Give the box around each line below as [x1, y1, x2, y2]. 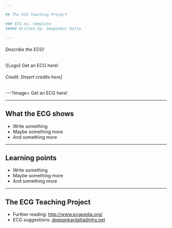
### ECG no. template [5, 21, 52, 26]
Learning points [5, 153, 57, 162]
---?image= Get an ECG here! [5, 90, 68, 96]
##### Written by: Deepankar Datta [5, 26, 81, 31]
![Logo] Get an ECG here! [5, 62, 59, 68]
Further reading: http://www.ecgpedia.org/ [12, 211, 103, 218]
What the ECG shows [5, 110, 74, 118]
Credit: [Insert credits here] [5, 74, 62, 80]
